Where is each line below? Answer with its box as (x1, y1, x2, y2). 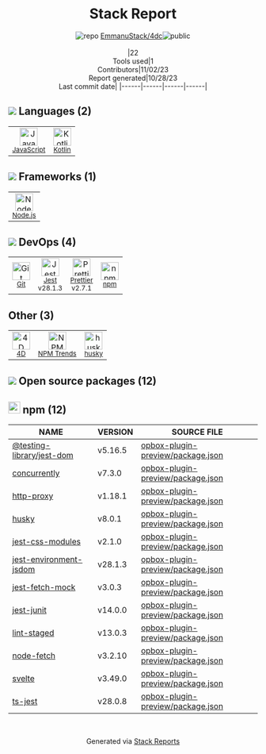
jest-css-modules (12, 537, 82, 548)
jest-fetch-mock (12, 582, 76, 593)
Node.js (12, 210, 36, 219)
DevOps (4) (18, 235, 77, 248)
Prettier (70, 275, 93, 285)
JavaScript (12, 144, 46, 154)
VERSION (97, 426, 134, 437)
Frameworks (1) (18, 170, 97, 183)
